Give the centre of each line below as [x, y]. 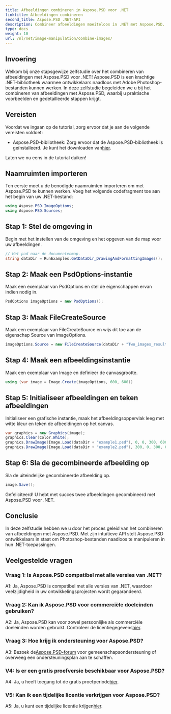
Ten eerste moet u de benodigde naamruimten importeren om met [75, 186]
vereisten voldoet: [24, 132]
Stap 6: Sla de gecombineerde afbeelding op [77, 463]
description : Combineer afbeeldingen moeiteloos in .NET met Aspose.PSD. [85, 24]
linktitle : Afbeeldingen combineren [44, 15]
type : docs [17, 29]
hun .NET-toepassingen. [31, 545]
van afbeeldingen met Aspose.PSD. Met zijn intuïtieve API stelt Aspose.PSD [84, 533]
